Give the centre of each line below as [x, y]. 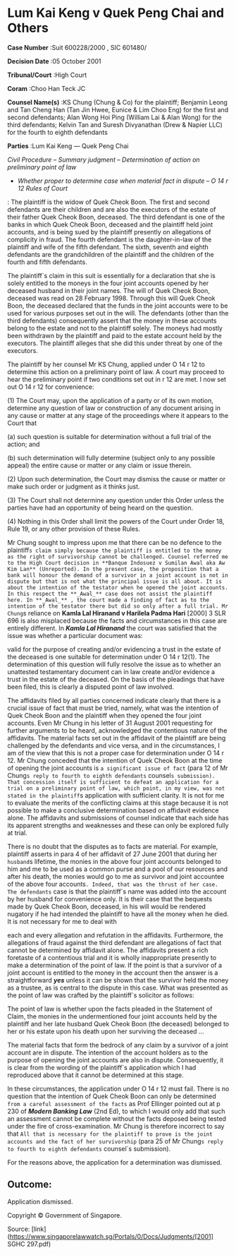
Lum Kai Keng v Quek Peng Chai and [116, 13]
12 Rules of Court [43, 188]
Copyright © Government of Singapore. [64, 1215]
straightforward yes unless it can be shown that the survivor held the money [118, 980]
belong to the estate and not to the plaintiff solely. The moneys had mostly [115, 328]
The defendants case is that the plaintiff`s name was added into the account [117, 891]
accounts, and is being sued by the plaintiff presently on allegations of [109, 232]
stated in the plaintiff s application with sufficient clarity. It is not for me [116, 795]
